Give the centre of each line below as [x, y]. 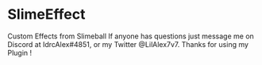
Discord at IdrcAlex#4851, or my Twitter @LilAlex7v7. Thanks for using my [128, 44]
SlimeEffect [46, 14]
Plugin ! [20, 52]
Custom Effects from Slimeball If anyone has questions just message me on [131, 36]
